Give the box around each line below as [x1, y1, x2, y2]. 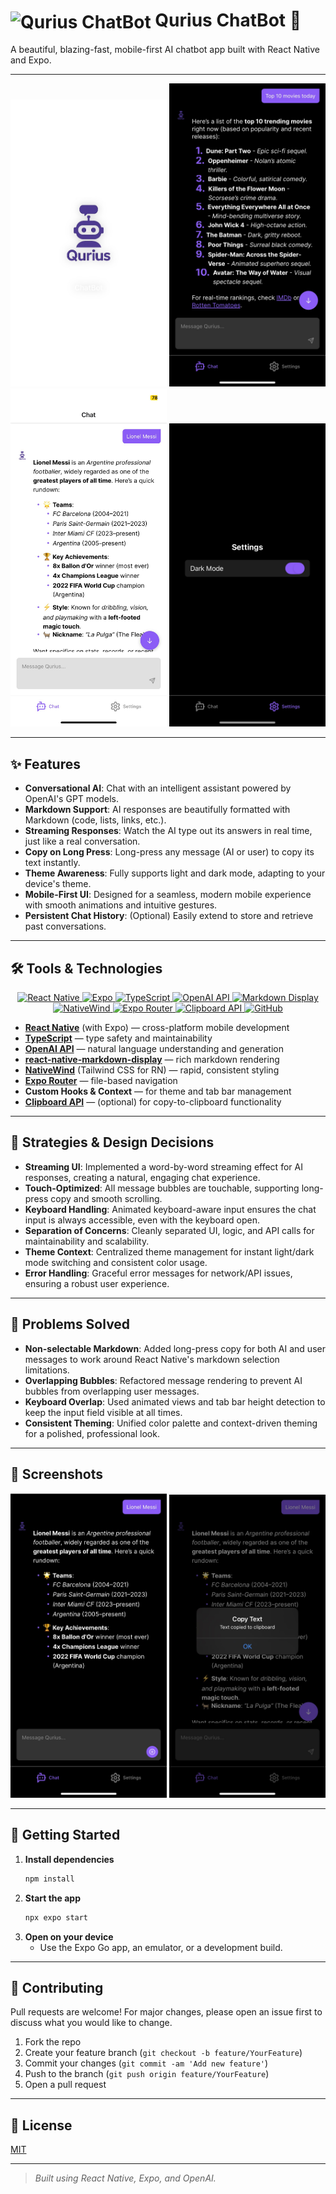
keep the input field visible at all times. [24, 1406, 183, 1418]
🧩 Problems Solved [10, 1316, 131, 1333]
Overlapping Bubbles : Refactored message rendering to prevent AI [24, 1374, 303, 1386]
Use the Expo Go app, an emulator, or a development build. [39, 1941, 283, 1953]
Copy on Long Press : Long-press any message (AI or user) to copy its [24, 846, 315, 858]
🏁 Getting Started [10, 1827, 121, 1844]
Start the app [24, 1892, 82, 1904]
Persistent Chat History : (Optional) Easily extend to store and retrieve [24, 910, 314, 922]
